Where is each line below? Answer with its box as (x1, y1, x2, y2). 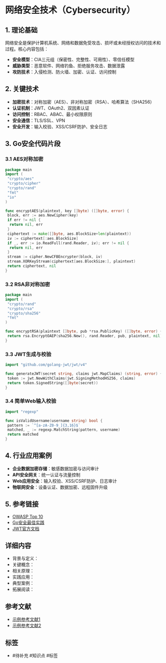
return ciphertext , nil (7, 263, 56, 268)
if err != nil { (7, 217, 41, 223)
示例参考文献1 (12, 616, 41, 622)
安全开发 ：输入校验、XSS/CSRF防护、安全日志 (12, 123, 108, 129)
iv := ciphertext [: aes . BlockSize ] (7, 236, 79, 241)
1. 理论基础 (5, 26, 38, 34)
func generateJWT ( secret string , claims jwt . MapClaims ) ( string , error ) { (5, 371, 163, 376)
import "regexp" (5, 409, 39, 414)
